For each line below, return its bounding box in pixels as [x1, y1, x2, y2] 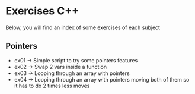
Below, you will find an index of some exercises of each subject [5, 24, 161, 31]
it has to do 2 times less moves [14, 82, 90, 89]
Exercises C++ [5, 4, 79, 18]
